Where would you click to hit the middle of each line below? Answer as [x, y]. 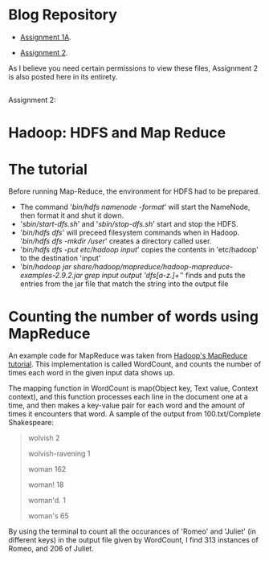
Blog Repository [63, 15]
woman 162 [47, 469]
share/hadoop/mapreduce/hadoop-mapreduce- [153, 267]
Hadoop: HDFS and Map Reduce [117, 132]
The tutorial [48, 169]
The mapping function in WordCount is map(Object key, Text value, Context [133, 388]
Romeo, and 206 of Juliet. [51, 549]
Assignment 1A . [46, 37]
